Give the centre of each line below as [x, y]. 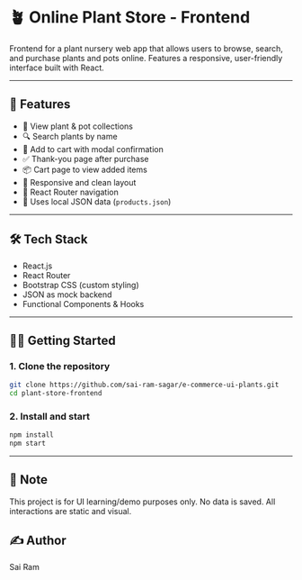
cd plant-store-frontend [56, 394]
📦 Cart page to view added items [85, 169]
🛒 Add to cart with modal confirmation [93, 149]
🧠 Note [28, 480]
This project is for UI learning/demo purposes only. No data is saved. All [142, 502]
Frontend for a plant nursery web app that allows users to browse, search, [146, 48]
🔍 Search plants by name [70, 136]
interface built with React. [57, 68]
